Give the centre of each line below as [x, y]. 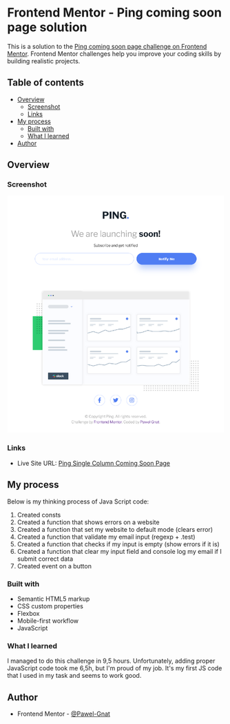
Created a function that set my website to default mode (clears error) [115, 529]
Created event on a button [54, 566]
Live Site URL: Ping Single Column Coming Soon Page [94, 463]
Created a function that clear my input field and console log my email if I [119, 551]
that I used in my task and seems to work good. [74, 676]
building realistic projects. [44, 61]
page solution [47, 27]
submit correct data [45, 559]
